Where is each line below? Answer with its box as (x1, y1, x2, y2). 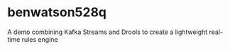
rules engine (21, 35, 58, 43)
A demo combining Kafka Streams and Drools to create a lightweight (7, 28, 208, 36)
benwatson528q (7, 4, 107, 21)
